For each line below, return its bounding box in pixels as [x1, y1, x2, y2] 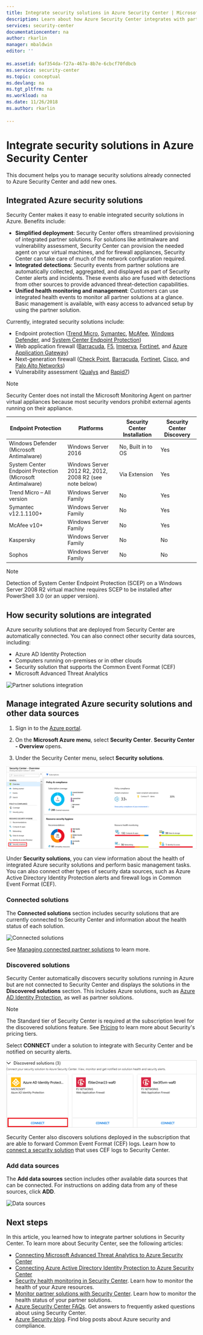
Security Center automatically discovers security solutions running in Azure [6, 974, 195, 981]
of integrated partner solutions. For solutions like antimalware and [14, 236, 179, 243]
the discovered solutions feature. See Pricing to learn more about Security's [6, 1023, 195, 1030]
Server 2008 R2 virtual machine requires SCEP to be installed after [6, 586, 172, 593]
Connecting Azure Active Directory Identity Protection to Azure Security [14, 1264, 195, 1272]
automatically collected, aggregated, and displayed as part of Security [14, 268, 190, 275]
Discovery [164, 431, 191, 438]
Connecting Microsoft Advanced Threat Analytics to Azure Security [14, 1251, 183, 1258]
